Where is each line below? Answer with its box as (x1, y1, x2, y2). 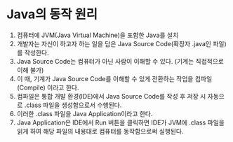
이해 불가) (16, 66, 44, 74)
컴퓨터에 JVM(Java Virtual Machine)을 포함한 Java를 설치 (16, 31, 179, 39)
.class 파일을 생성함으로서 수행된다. (24, 101, 122, 109)
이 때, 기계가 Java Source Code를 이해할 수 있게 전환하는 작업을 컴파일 (16, 74, 213, 83)
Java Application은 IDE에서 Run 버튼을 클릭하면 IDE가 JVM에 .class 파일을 (16, 118, 225, 127)
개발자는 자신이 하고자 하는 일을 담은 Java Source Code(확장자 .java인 (16, 39, 212, 48)
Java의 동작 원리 (6, 6, 98, 22)
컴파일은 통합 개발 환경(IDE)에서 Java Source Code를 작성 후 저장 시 (16, 92, 206, 100)
